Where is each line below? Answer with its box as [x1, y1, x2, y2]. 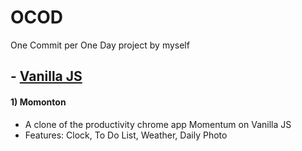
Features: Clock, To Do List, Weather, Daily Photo [24, 129, 228, 141]
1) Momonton [10, 96, 67, 108]
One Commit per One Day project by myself [10, 39, 190, 51]
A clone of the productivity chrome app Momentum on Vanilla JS [24, 118, 292, 130]
